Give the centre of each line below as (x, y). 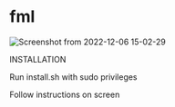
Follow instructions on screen (65, 94)
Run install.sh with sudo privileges (74, 77)
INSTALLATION (38, 59)
